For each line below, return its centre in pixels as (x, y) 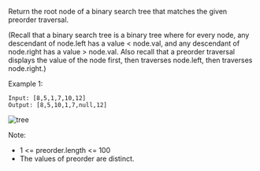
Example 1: (26, 84)
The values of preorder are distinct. (77, 158)
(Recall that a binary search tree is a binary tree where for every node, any (129, 35)
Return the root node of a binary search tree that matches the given (118, 11)
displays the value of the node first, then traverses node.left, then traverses (130, 60)
